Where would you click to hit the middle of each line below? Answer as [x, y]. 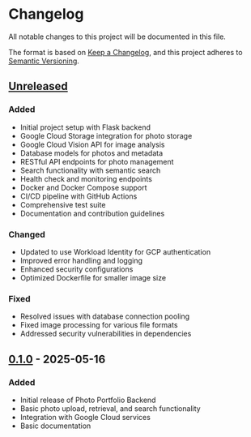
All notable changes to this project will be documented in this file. [117, 36]
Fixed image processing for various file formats [99, 325]
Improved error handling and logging [81, 260]
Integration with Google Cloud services [85, 417]
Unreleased [38, 86]
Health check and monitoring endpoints [86, 178]
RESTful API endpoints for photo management [97, 161]
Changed [27, 234]
